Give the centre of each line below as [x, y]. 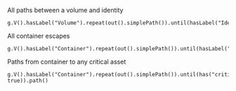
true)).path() [28, 80]
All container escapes [39, 36]
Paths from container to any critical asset [67, 62]
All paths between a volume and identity [65, 10]
